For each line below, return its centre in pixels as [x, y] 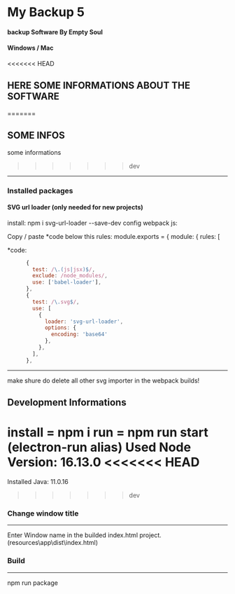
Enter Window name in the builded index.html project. [85, 535]
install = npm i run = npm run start [108, 433]
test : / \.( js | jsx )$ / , [64, 269]
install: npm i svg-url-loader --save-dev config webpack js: [93, 223]
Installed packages [40, 191]
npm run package [33, 583]
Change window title [43, 513]
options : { [60, 328]
